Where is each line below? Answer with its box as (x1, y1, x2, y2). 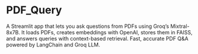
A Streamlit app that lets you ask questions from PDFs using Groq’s (6, 23, 170, 30)
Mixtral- (170, 23, 190, 30)
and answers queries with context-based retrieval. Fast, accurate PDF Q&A (6, 35, 189, 42)
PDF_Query (6, 3, 62, 17)
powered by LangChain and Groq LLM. (6, 41, 100, 48)
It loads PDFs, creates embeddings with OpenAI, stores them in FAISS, (21, 28, 193, 35)
